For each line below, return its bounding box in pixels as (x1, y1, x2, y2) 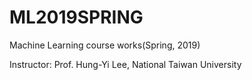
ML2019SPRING (9, 6, 144, 29)
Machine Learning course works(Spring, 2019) (9, 39, 201, 51)
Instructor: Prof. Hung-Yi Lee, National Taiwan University (9, 58, 242, 70)
